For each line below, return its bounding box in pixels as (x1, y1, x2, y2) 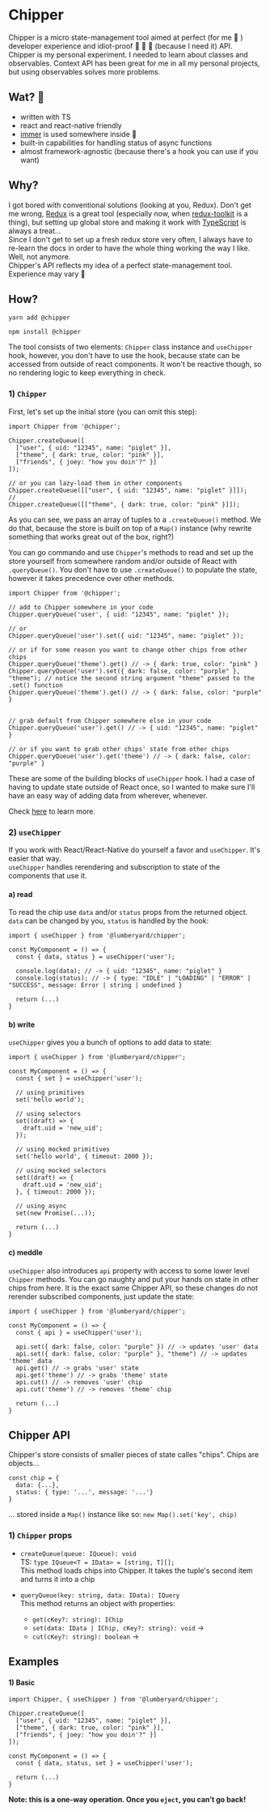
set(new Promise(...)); (15, 1209, 95, 1217)
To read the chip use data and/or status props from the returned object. (8, 908, 248, 917)
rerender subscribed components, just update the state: (8, 1291, 195, 1301)
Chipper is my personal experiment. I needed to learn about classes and (8, 49, 248, 59)
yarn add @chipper (8, 314, 70, 322)
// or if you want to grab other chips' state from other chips (8, 745, 230, 753)
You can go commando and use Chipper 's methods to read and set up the (8, 547, 254, 557)
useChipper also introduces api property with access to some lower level (8, 1266, 250, 1276)
